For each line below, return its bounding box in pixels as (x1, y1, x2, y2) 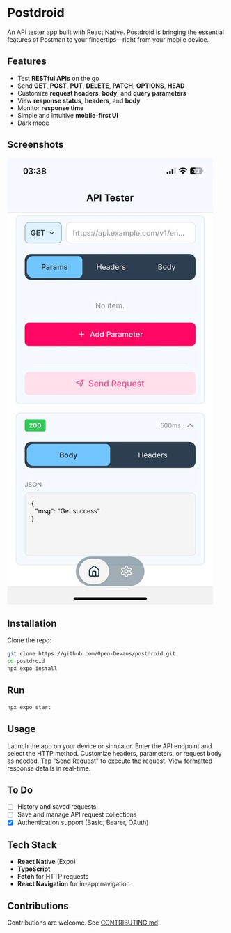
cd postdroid (7, 658, 45, 665)
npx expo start (7, 704, 51, 711)
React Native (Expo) (17, 858, 77, 866)
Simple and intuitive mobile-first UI (17, 111, 119, 119)
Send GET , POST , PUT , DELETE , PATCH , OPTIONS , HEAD (17, 82, 185, 90)
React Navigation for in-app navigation (17, 880, 130, 888)
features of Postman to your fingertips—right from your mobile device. (7, 35, 209, 43)
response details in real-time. (7, 764, 91, 772)
